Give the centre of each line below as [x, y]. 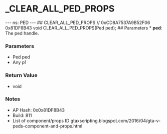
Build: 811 [22, 115]
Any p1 [19, 62]
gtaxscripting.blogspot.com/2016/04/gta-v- [116, 120]
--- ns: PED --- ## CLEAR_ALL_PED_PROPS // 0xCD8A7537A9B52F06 [78, 22]
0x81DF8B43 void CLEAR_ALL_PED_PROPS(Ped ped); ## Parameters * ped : [84, 27]
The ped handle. [22, 33]
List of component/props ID [41, 120]
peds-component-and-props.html [47, 126]
